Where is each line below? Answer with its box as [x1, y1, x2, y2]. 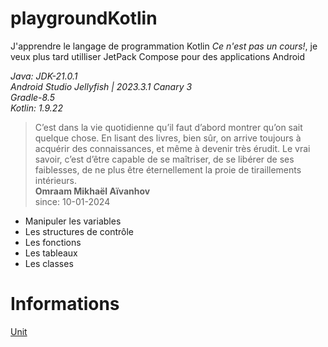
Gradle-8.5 [10, 91, 56, 103]
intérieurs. [34, 174, 77, 186]
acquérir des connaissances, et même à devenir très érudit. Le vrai [34, 142, 311, 154]
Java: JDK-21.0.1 [10, 70, 78, 82]
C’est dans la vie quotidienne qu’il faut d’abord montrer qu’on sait [34, 121, 303, 133]
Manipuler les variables [24, 215, 122, 227]
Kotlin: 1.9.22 [10, 102, 63, 114]
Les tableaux [24, 247, 78, 259]
